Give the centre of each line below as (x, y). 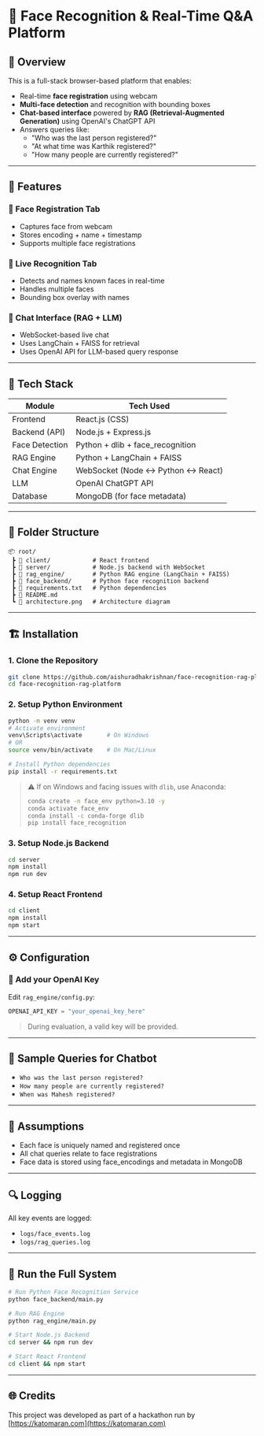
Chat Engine (35, 470)
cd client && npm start (47, 1364)
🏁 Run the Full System (62, 1274)
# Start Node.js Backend (49, 1335)
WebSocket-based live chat (64, 335)
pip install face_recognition (77, 823)
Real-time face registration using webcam (88, 96)
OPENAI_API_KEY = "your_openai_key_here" (77, 1011)
